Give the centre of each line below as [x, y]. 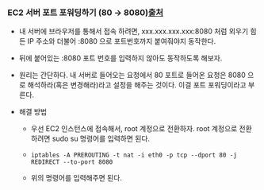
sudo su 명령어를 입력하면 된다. [101, 139]
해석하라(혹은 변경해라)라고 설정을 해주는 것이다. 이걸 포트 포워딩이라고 [137, 85]
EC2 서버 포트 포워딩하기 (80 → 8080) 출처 [86, 12]
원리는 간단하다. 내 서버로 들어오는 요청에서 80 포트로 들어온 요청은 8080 [132, 75]
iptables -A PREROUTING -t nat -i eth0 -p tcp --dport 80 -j [134, 155]
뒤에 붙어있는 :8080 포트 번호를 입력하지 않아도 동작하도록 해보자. [121, 58]
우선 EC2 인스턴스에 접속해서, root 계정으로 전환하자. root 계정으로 [134, 129]
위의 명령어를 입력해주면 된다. [76, 178]
